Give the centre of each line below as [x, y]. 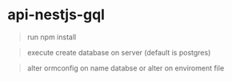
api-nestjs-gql [56, 15]
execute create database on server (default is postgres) [119, 52]
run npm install [52, 37]
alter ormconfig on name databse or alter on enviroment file [126, 68]
